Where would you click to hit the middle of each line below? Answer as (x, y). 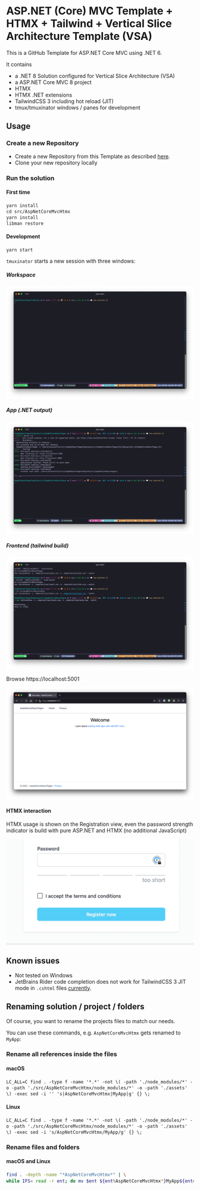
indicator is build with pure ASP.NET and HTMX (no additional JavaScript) (96, 830)
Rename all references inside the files (62, 1054)
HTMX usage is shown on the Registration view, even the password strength (100, 824)
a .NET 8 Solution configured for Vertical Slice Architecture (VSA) (95, 76)
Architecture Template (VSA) (79, 36)
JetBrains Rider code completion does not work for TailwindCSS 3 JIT (100, 981)
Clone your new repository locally (56, 163)
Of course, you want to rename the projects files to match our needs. (91, 1021)
